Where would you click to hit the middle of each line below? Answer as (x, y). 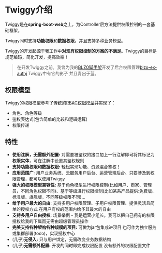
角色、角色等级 (27, 113)
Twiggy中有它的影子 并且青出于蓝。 (64, 73)
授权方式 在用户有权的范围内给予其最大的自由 (66, 209)
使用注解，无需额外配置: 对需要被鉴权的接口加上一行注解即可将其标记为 (83, 154)
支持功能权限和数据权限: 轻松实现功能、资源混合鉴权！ (66, 166)
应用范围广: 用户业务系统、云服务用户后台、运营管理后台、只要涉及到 (81, 173)
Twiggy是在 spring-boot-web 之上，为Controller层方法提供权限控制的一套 (78, 24)
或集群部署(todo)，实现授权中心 (44, 233)
